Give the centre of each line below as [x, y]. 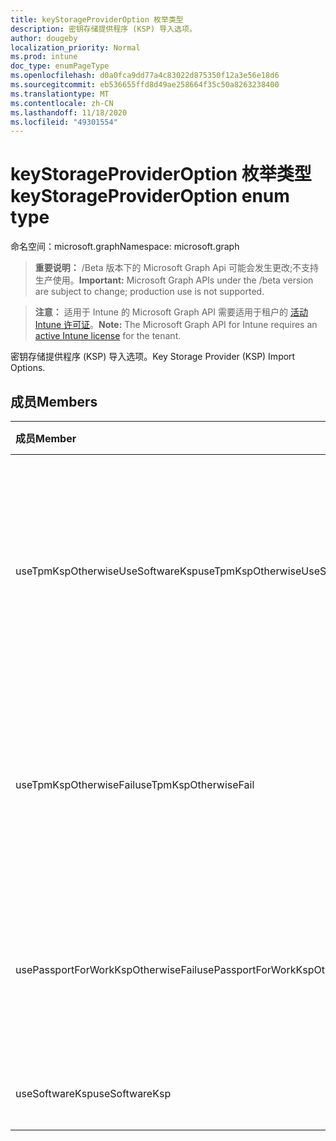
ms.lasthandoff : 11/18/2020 [69, 112]
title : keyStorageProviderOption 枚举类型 [97, 19]
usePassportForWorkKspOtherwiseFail [106, 969]
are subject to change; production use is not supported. [149, 292]
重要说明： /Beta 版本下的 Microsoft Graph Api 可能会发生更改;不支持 [177, 268]
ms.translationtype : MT [60, 94]
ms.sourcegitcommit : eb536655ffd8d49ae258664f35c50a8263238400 [145, 85]
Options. [28, 368]
